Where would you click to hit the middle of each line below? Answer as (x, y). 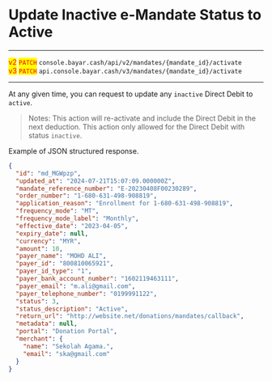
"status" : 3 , (38, 301)
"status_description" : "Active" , (72, 309)
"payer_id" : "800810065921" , (65, 264)
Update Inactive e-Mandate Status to (135, 15)
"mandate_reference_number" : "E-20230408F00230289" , (106, 188)
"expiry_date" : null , (52, 233)
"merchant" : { (39, 339)
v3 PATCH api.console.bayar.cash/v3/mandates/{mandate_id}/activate (125, 70)
